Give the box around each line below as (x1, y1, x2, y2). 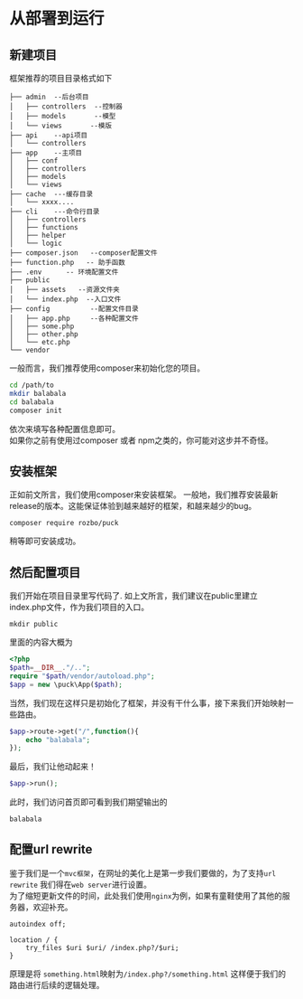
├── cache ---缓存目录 (9, 190, 93, 199)
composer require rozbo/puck (9, 519, 119, 528)
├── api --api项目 (9, 131, 88, 140)
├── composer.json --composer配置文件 (9, 249, 158, 258)
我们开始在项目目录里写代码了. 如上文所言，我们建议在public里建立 (9, 590, 259, 601)
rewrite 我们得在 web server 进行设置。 (9, 879, 151, 890)
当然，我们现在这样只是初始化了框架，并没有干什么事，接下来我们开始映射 (9, 697, 286, 708)
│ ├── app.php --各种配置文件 (9, 314, 139, 323)
